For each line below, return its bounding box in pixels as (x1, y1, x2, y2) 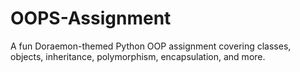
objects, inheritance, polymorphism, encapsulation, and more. (10, 50, 266, 62)
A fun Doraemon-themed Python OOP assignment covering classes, (10, 40, 292, 52)
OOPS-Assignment (10, 7, 172, 30)
